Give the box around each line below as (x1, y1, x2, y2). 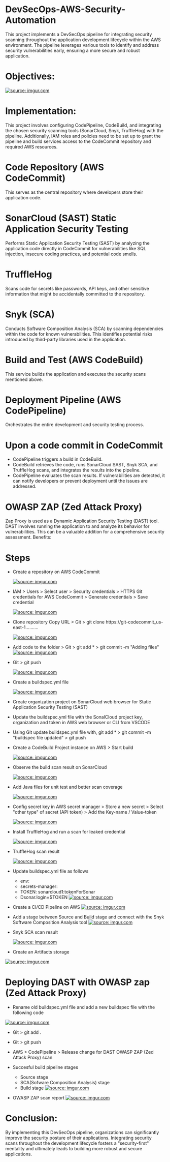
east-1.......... (12, 624, 39, 631)
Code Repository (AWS (5, 162, 104, 173)
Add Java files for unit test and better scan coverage (12, 784, 123, 790)
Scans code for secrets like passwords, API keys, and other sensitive (5, 285, 150, 291)
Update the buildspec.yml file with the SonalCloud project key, (12, 714, 143, 720)
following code (12, 1009, 44, 1016)
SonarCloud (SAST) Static (5, 212, 117, 224)
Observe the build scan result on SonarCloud (12, 764, 107, 770)
